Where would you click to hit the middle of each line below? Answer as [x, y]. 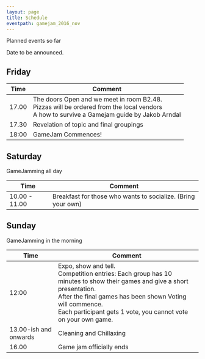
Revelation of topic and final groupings [88, 125]
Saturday [24, 156]
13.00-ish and [31, 329]
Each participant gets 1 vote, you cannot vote [123, 311]
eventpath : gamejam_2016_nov [43, 23]
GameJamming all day [34, 171]
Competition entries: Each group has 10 [115, 273]
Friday [19, 72]
